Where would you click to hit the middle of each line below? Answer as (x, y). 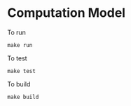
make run (20, 45)
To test (17, 58)
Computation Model (67, 13)
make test (22, 71)
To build (19, 84)
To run (17, 32)
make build (23, 97)
